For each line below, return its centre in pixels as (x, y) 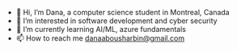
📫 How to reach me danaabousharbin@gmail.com (100, 38)
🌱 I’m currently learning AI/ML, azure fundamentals (101, 29)
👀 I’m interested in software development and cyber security (116, 21)
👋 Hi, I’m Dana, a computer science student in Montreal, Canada (123, 12)
